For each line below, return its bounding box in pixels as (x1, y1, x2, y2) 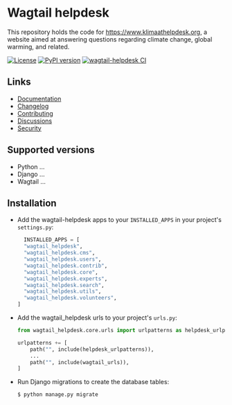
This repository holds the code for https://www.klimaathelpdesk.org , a (7, 28, 208, 36)
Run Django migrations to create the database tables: (17, 378, 170, 386)
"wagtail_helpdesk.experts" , (24, 275, 108, 282)
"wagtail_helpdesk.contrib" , (24, 262, 108, 269)
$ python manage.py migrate (17, 391, 98, 398)
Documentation (17, 94, 62, 103)
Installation (7, 197, 57, 209)
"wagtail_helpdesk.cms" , (24, 250, 96, 257)
